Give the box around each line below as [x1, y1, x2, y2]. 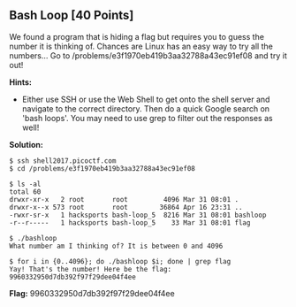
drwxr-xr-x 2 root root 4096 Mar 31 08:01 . [9, 195, 239, 203]
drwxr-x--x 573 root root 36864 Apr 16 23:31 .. [9, 203, 243, 211]
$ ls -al [9, 180, 42, 188]
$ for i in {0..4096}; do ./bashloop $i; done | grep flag [9, 257, 231, 265]
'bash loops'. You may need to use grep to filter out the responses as [21, 112, 273, 123]
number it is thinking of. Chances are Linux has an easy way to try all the [9, 41, 274, 51]
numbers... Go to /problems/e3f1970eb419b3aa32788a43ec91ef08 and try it [9, 50, 287, 61]
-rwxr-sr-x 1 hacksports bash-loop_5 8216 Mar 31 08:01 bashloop [9, 211, 267, 219]
